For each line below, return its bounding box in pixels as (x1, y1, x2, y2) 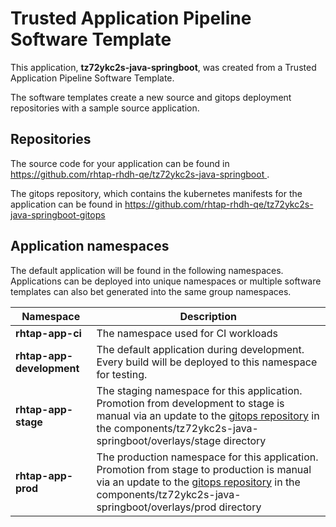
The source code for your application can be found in (10, 157, 230, 169)
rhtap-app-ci (15, 326, 82, 340)
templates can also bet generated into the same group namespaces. (10, 285, 292, 297)
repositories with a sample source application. (10, 102, 200, 114)
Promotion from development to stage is (96, 396, 285, 410)
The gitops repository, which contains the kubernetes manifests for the (10, 187, 303, 199)
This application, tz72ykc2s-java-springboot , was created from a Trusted (10, 61, 317, 73)
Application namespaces (10, 238, 170, 255)
